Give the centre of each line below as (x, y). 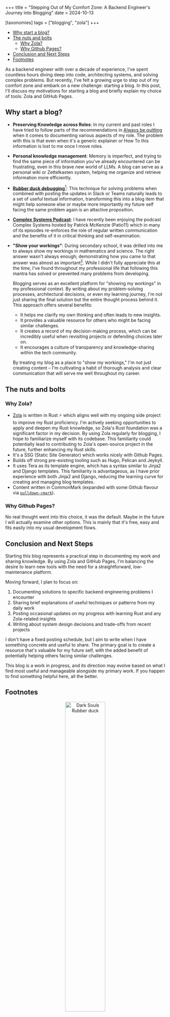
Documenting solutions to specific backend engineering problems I (83, 592)
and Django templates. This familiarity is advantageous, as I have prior (86, 471)
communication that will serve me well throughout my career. (76, 374)
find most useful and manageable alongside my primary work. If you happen (85, 671)
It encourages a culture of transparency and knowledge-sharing (87, 347)
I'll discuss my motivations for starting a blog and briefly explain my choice (83, 91)
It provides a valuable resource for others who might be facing (85, 320)
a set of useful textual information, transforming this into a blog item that (88, 199)
